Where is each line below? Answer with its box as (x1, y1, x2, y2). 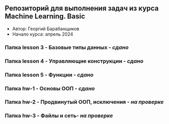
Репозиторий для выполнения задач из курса (5, 4, 159, 13)
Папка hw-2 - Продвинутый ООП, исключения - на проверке (5, 98, 164, 106)
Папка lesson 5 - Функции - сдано (5, 71, 94, 78)
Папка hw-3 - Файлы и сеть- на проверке (5, 112, 113, 119)
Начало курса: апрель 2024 (12, 31, 74, 37)
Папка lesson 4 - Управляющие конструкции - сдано (5, 57, 144, 64)
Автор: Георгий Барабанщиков (12, 26, 80, 32)
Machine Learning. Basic (5, 12, 85, 21)
